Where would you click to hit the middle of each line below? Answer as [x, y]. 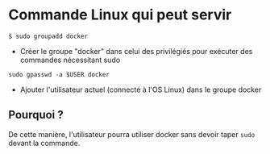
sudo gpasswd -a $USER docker [59, 74]
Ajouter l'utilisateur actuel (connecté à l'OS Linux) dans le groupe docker [141, 89]
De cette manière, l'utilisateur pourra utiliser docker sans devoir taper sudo [132, 134]
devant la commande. [44, 143]
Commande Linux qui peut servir [120, 15]
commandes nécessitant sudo [70, 60]
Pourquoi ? [36, 115]
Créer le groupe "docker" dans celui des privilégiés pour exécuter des [136, 51]
